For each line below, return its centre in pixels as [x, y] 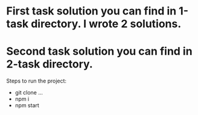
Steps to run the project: [37, 81]
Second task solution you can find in [99, 51]
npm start [27, 105]
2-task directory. [50, 64]
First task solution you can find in [91, 11]
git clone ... [29, 93]
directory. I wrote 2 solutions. [106, 24]
